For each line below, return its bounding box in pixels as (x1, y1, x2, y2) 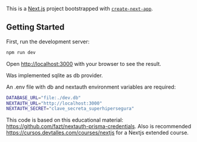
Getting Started (6, 22, 65, 32)
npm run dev (6, 49, 36, 55)
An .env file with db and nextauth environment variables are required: (6, 83, 176, 90)
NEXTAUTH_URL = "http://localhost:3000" (6, 100, 102, 106)
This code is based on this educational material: (6, 116, 124, 124)
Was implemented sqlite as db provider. (6, 71, 103, 79)
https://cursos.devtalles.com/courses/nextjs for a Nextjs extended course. (6, 129, 189, 136)
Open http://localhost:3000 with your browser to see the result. (6, 60, 162, 67)
